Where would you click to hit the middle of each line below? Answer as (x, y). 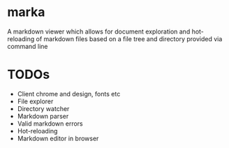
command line (28, 46)
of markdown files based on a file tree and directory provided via (129, 38)
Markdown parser (43, 116)
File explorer (35, 101)
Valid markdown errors (50, 124)
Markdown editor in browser (58, 138)
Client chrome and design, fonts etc (69, 94)
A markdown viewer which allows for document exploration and (99, 31)
